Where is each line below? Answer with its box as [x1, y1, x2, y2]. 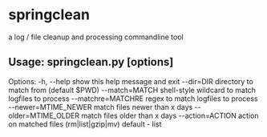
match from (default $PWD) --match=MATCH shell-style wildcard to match [8, 85, 257, 95]
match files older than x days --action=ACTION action [81, 111, 259, 120]
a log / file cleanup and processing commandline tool [8, 32, 184, 42]
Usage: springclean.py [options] [8, 55, 174, 69]
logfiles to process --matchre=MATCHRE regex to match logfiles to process [8, 94, 258, 103]
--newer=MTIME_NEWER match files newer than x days [8, 102, 193, 111]
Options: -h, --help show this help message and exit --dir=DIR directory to [8, 76, 254, 86]
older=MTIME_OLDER [8, 111, 80, 120]
